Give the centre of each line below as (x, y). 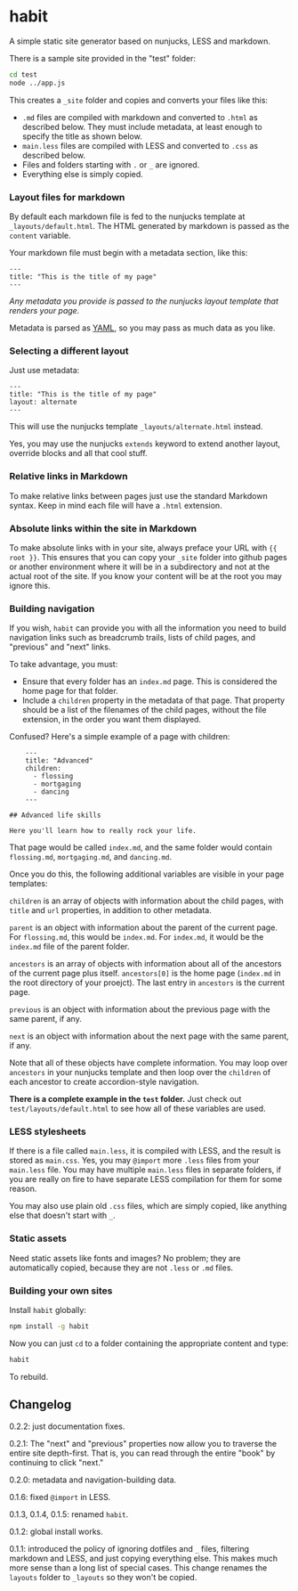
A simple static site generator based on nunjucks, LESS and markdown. (140, 41)
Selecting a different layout (69, 351)
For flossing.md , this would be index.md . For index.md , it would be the (137, 937)
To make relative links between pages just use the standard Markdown (139, 495)
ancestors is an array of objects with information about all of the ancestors (145, 964)
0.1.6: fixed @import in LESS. (60, 1497)
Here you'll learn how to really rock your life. (103, 831)
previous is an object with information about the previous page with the (140, 1009)
